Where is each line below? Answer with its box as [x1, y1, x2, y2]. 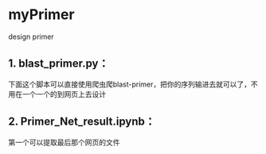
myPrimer [8, 6, 75, 24]
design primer [8, 32, 54, 41]
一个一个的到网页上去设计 [22, 89, 106, 98]
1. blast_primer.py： [8, 57, 109, 71]
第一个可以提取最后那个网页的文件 [8, 137, 120, 147]
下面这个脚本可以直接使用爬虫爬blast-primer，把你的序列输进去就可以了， [8, 79, 252, 89]
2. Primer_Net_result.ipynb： [8, 115, 155, 129]
